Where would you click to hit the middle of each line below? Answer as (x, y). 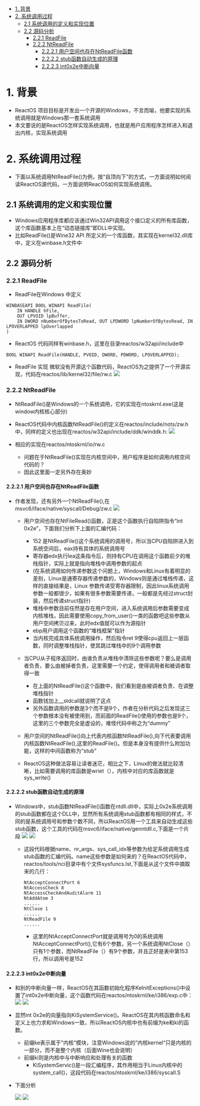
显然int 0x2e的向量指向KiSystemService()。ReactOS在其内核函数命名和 (102, 1015)
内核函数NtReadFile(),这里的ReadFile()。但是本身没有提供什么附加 (104, 743)
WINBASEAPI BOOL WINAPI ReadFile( (49, 306)
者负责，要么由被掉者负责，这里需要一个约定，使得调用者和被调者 (104, 665)
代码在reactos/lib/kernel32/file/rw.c (69, 374)
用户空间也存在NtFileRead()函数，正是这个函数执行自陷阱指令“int (103, 521)
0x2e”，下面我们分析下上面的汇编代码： (73, 528)
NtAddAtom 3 (38, 898)
